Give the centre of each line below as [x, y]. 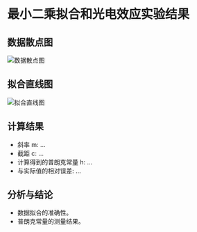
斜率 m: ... [32, 144]
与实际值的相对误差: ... [49, 171]
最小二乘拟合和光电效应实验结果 [98, 14]
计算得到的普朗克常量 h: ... [55, 162]
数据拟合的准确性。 [45, 212]
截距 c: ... [30, 153]
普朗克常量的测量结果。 [51, 222]
